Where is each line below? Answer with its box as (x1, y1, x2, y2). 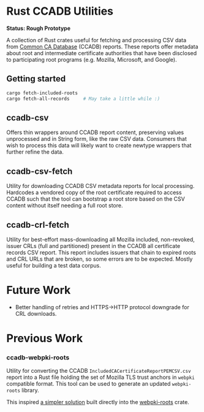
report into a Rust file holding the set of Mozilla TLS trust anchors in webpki (6, 373, 195, 381)
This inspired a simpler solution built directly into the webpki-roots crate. (6, 399, 190, 406)
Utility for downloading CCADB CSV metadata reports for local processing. (6, 182, 195, 190)
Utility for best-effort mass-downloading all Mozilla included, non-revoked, (6, 236, 195, 243)
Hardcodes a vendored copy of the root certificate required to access (6, 189, 182, 197)
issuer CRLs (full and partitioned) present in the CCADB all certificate (6, 242, 181, 249)
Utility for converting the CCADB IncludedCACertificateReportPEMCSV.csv (6, 367, 191, 375)
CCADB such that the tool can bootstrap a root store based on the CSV (6, 195, 185, 203)
